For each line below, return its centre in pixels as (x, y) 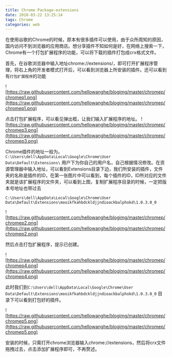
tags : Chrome (19, 20)
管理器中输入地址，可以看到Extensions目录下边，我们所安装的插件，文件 (86, 169)
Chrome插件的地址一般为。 (34, 152)
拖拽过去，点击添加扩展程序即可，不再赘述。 (52, 349)
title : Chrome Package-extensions (42, 10)
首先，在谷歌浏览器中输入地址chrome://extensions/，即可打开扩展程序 (79, 63)
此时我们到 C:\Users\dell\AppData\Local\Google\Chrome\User (69, 287)
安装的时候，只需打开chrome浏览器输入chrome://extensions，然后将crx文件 (85, 343)
